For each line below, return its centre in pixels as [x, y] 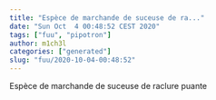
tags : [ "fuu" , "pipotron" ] [60, 35]
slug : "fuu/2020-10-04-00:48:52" [73, 60]
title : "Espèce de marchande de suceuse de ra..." [107, 18]
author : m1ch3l [38, 43]
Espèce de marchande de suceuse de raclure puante [108, 86]
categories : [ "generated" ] [60, 52]
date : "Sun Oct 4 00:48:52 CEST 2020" [85, 26]
